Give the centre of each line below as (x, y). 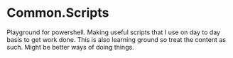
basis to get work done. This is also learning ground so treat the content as (116, 39)
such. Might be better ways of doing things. (70, 47)
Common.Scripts (58, 13)
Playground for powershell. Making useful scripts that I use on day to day (114, 32)
